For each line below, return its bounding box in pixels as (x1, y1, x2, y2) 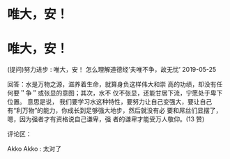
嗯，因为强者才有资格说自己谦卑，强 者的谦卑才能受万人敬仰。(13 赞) (7, 115, 205, 123)
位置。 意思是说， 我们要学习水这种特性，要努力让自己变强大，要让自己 (7, 98, 213, 106)
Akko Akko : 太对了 (7, 144, 62, 153)
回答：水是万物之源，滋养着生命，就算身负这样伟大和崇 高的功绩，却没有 (7, 80, 217, 89)
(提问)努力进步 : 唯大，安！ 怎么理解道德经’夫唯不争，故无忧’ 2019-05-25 (7, 66, 217, 74)
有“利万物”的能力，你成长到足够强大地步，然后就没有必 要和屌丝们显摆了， (7, 106, 222, 115)
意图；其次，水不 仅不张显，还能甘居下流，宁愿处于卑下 (61, 89, 223, 98)
